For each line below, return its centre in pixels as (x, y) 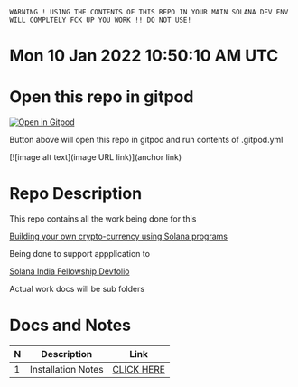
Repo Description (76, 194)
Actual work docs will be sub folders (77, 289)
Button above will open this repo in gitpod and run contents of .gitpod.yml (146, 140)
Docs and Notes (70, 326)
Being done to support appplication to (80, 254)
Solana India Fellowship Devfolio (70, 271)
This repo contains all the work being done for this (103, 219)
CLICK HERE (139, 369)
